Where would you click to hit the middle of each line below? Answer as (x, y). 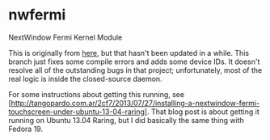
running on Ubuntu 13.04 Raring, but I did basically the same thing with (127, 120)
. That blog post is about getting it (203, 112)
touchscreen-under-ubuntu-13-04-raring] (78, 112)
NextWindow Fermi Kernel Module (65, 37)
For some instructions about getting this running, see (96, 94)
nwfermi (37, 15)
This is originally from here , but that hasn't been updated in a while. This (129, 53)
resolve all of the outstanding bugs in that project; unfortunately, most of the (135, 70)
